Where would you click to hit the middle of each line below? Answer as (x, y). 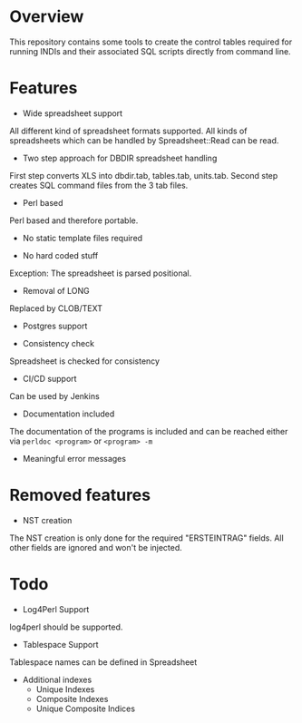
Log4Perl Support (56, 609)
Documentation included (68, 414)
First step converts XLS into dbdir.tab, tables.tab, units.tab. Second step (144, 175)
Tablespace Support (60, 644)
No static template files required (83, 238)
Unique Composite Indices (86, 708)
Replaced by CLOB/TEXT (56, 308)
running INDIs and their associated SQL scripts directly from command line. (151, 51)
